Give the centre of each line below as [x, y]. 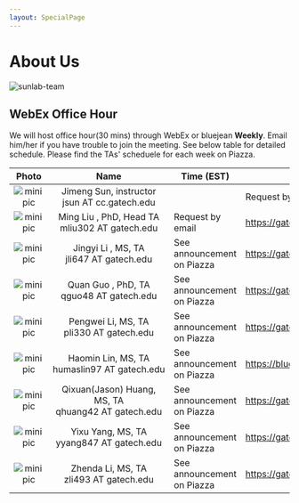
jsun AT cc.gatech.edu [109, 203]
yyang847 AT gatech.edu [109, 443]
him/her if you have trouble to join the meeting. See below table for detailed [148, 145]
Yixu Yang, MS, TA [109, 432]
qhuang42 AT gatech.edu [109, 412]
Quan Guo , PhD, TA [109, 285]
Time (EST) [205, 176]
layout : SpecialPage [48, 17]
